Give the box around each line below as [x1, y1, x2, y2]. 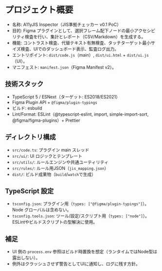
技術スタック [5, 80, 44, 88]
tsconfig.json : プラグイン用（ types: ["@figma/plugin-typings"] [12, 201, 143, 207]
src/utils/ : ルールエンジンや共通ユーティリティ [12, 159, 108, 165]
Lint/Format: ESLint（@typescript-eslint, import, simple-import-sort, [12, 111, 149, 117]
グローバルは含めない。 [24, 207, 72, 213]
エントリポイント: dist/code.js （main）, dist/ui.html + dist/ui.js [12, 52, 149, 58]
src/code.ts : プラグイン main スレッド [12, 147, 90, 153]
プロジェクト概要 [5, 4, 74, 16]
